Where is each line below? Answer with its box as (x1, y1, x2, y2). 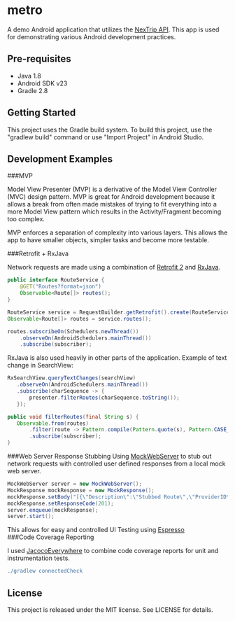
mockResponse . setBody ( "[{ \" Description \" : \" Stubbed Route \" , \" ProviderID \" (7, 493, 233, 501)
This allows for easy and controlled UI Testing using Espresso (7, 526, 185, 534)
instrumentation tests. (7, 554, 70, 562)
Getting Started (7, 107, 76, 119)
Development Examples (7, 153, 113, 165)
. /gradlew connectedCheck (7, 568, 83, 575)
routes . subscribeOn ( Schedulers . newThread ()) (7, 328, 139, 335)
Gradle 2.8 (17, 86, 48, 95)
